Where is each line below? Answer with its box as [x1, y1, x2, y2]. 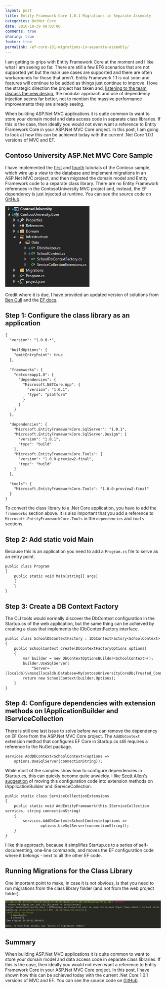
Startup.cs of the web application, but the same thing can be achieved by [5, 620, 155, 626]
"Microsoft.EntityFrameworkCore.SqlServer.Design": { [14, 432, 127, 437]
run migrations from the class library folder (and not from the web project [5, 885, 154, 891]
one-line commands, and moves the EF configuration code [34, 847, 154, 853]
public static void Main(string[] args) [14, 574, 98, 579]
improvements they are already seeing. [5, 101, 85, 107]
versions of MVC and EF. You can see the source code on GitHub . [5, 977, 139, 983]
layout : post [5, 8, 32, 13]
